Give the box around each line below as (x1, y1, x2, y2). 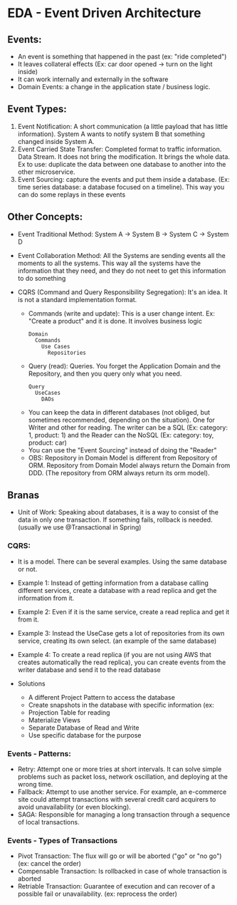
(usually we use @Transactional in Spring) (17, 523, 142, 532)
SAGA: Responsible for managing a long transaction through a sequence (17, 810, 230, 819)
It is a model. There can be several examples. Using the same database (17, 557, 228, 566)
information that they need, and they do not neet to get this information (17, 266, 226, 275)
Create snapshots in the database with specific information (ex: (28, 700, 215, 709)
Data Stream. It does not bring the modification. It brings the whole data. (17, 152, 230, 161)
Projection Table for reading (28, 708, 110, 717)
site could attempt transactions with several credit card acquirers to (17, 795, 216, 804)
